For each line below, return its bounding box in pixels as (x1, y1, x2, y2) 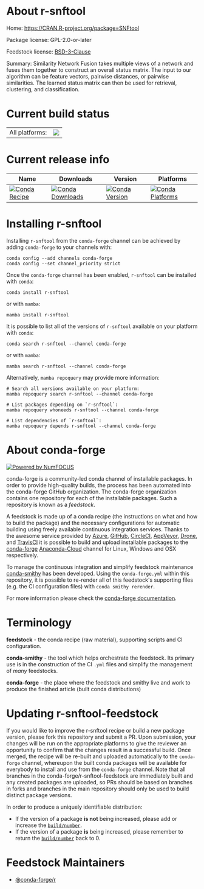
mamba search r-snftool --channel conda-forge (6, 363, 126, 369)
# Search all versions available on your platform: (6, 385, 140, 392)
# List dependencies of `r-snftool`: (6, 417, 102, 424)
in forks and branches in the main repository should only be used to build (6, 785, 189, 792)
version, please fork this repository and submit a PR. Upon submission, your (6, 733, 196, 741)
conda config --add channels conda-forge (6, 255, 113, 261)
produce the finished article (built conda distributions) (6, 685, 141, 692)
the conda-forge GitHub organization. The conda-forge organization (6, 488, 177, 495)
